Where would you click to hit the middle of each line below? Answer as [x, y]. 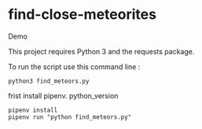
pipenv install [33, 110]
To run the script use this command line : [74, 66]
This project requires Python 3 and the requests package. [101, 51]
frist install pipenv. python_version [63, 95]
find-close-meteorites [83, 15]
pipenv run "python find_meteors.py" [70, 117]
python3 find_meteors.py [49, 81]
